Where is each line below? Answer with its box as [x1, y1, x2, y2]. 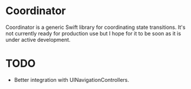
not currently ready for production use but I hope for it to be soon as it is [5, 29, 181, 37]
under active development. [5, 36, 71, 43]
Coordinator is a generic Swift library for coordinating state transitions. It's [5, 24, 186, 31]
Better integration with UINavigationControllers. [14, 76, 129, 83]
